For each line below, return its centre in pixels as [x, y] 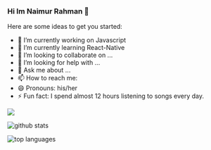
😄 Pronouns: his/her [47, 88]
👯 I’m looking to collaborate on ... [65, 55]
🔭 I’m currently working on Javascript [72, 40]
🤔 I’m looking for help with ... [59, 63]
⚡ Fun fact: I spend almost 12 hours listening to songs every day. [111, 96]
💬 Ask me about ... [44, 70]
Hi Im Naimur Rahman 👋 [48, 11]
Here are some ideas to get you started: [65, 27]
